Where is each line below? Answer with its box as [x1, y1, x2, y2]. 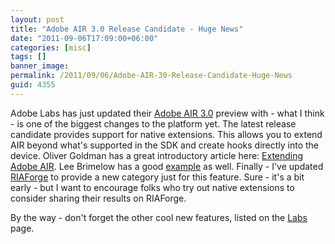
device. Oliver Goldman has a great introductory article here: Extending [10, 149, 304, 161]
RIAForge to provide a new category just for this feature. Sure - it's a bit [10, 171, 305, 183]
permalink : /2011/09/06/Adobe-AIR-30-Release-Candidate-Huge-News [10, 71, 293, 81]
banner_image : [10, 61, 70, 71]
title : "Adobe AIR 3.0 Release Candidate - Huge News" [10, 24, 244, 34]
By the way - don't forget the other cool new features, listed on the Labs [10, 211, 308, 223]
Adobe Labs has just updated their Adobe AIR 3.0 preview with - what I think [10, 107, 325, 119]
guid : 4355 [10, 80, 56, 90]
